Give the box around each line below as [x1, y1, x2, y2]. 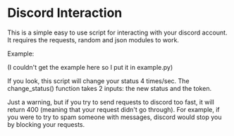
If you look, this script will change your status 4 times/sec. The [7, 76, 190, 85]
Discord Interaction [7, 5, 123, 21]
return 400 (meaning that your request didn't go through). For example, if [7, 105, 220, 113]
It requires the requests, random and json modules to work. [7, 35, 180, 44]
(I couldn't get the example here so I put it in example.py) [7, 63, 173, 71]
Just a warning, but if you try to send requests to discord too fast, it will [7, 97, 215, 106]
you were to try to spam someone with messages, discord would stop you [7, 113, 222, 121]
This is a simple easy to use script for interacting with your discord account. [7, 28, 228, 37]
